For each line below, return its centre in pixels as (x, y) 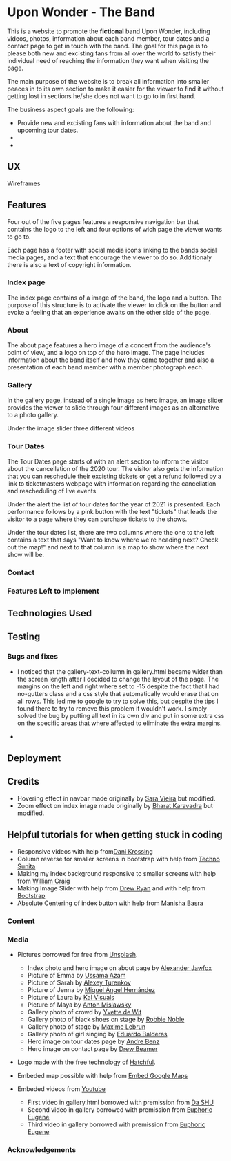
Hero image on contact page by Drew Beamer (92, 1048)
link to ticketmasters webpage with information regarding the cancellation (112, 483)
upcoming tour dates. (48, 130)
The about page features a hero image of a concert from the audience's (109, 345)
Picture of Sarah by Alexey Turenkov (79, 982)
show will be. (26, 554)
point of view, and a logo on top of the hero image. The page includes (106, 353)
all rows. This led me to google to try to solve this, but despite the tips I (118, 701)
